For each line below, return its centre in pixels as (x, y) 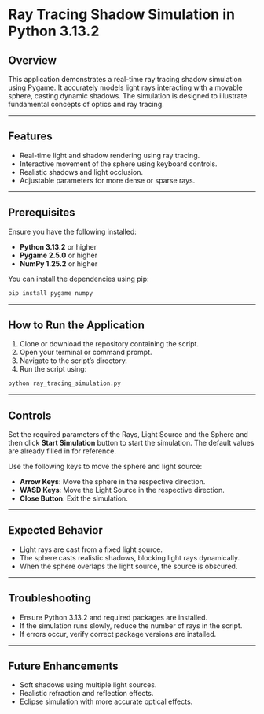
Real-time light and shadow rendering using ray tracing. (110, 155)
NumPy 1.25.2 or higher (59, 263)
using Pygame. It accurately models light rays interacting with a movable (126, 87)
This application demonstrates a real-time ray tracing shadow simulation (125, 79)
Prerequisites (42, 213)
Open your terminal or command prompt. (86, 353)
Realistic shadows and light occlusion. (81, 172)
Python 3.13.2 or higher (58, 246)
